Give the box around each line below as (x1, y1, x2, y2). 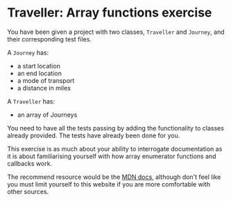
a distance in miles (17, 84, 71, 92)
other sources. (7, 187, 49, 195)
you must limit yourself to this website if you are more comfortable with (7, 180, 210, 188)
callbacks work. (7, 159, 53, 167)
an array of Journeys (17, 111, 78, 119)
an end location (17, 69, 62, 77)
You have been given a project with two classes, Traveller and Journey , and (7, 28, 225, 36)
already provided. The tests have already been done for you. (7, 131, 180, 140)
